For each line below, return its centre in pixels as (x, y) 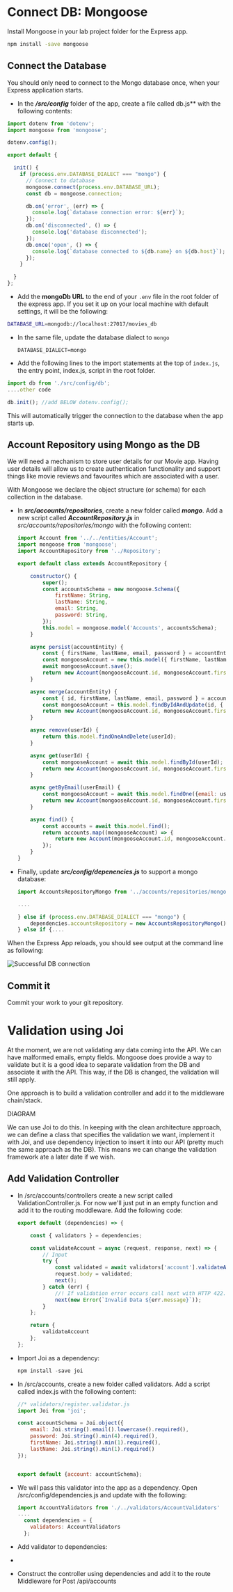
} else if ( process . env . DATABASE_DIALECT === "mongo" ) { (102, 917)
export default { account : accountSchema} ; (80, 1474)
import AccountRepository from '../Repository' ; (89, 551)
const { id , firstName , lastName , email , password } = (124, 698)
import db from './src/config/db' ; (59, 383)
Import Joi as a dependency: (58, 1358)
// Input (55, 1255)
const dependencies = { (58, 1520)
